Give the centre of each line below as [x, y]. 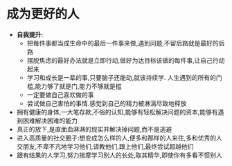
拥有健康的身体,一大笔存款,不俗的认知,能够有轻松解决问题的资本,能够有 [117, 112]
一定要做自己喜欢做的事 [60, 94]
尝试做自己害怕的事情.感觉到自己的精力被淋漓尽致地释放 [107, 103]
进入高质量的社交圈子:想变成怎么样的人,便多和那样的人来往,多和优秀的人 [119, 138]
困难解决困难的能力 [50, 121]
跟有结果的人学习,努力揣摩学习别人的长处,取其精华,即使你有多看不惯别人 [119, 155]
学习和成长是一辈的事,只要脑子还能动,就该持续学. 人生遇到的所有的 [121, 77]
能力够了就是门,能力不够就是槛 [78, 86]
